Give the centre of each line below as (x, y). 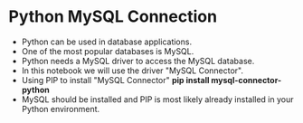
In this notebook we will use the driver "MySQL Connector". (133, 71)
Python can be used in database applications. (106, 42)
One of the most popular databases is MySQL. (108, 51)
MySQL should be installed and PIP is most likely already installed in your (157, 99)
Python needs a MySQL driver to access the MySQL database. (138, 61)
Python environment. (61, 109)
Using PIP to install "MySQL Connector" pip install (115, 80)
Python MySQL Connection (113, 17)
